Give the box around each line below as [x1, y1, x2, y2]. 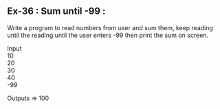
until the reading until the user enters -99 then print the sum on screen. [7, 31, 208, 39]
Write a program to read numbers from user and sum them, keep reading [7, 23, 213, 32]
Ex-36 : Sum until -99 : [7, 5, 106, 17]
